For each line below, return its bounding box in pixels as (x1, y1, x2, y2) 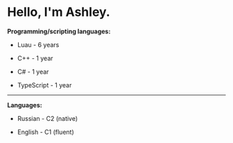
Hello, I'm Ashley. (7, 4, 111, 20)
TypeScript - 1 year (17, 81, 72, 89)
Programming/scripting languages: (7, 27, 111, 35)
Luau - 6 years (17, 40, 60, 49)
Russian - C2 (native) (17, 114, 78, 122)
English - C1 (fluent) (17, 128, 74, 136)
